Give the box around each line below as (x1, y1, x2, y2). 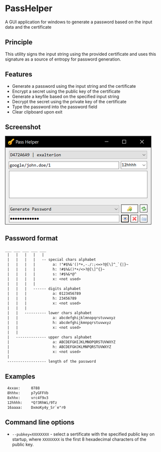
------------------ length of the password (7, 359, 96, 364)
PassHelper (5, 3, 53, 14)
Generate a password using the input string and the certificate (12, 83, 136, 89)
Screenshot (5, 123, 41, 131)
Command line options (5, 418, 75, 427)
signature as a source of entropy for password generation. (5, 56, 121, 62)
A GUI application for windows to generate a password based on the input (5, 19, 152, 25)
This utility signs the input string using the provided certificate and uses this (5, 51, 156, 57)
